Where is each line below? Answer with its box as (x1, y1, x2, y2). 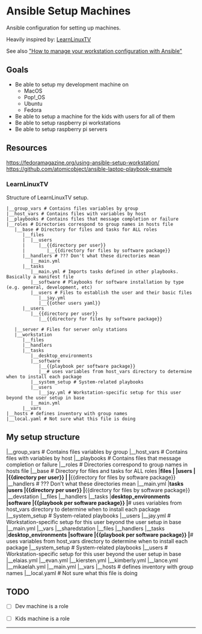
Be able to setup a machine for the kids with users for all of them (14, 112, 176, 120)
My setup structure (6, 432, 80, 442)
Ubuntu (23, 100, 43, 107)
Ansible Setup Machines (6, 4, 131, 18)
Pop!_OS (23, 93, 45, 100)
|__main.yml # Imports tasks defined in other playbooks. (30, 269, 179, 275)
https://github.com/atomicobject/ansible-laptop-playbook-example (6, 165, 173, 172)
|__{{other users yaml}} (38, 300, 101, 306)
